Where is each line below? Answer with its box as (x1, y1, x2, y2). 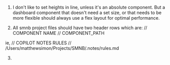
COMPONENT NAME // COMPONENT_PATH (12, 30, 105, 36)
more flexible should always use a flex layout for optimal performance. (12, 15, 160, 21)
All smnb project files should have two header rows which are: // (12, 25, 148, 31)
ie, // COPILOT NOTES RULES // (5, 40, 72, 46)
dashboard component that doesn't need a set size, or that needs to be (12, 10, 162, 16)
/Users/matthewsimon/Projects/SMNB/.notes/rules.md (5, 45, 119, 51)
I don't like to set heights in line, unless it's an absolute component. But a (12, 5, 165, 10)
